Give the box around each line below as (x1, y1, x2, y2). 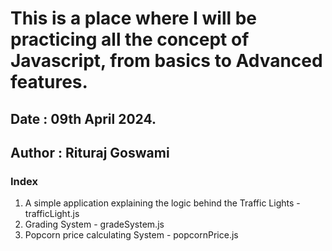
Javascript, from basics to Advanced (10, 50, 323, 72)
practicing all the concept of (10, 28, 250, 51)
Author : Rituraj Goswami (10, 144, 170, 161)
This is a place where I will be (10, 7, 258, 30)
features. (10, 71, 88, 94)
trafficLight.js (24, 208, 80, 220)
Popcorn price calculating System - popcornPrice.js (24, 229, 239, 241)
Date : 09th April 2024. (10, 110, 157, 127)
